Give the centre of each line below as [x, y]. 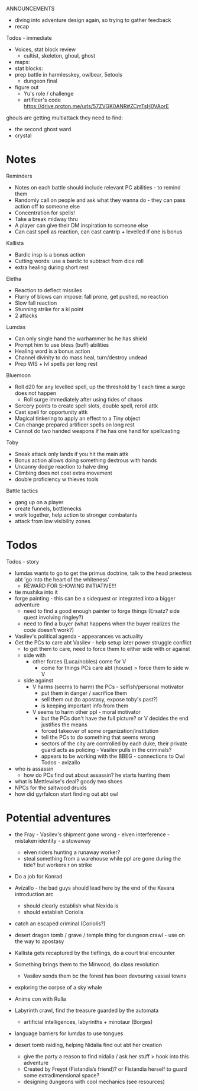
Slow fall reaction [36, 303]
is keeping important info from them [85, 706]
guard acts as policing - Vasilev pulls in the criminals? [106, 750]
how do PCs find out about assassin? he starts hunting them [97, 775]
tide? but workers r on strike [58, 865]
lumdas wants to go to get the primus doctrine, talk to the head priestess [103, 573]
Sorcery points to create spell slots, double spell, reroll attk [86, 406]
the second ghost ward [43, 129]
